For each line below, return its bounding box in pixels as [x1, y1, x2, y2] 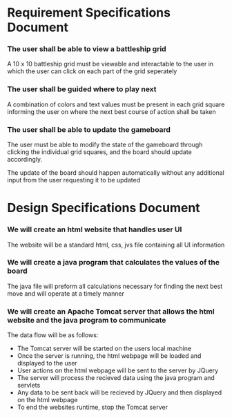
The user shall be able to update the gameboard [7, 124, 171, 134]
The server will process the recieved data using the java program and [17, 374, 215, 382]
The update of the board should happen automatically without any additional [7, 169, 224, 177]
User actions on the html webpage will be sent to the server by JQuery [17, 366, 219, 374]
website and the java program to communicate [7, 315, 166, 325]
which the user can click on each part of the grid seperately [7, 67, 177, 75]
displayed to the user [17, 359, 77, 368]
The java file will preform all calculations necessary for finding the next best [7, 282, 223, 290]
